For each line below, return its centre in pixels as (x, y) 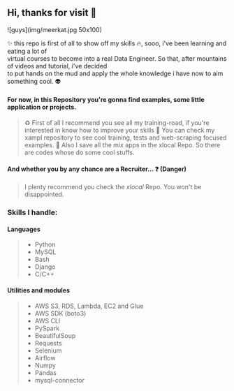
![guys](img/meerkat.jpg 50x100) (55, 29)
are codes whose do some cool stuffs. (79, 153)
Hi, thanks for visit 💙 (52, 13)
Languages (24, 229)
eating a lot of (27, 51)
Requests (48, 343)
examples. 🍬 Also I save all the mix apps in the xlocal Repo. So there (122, 145)
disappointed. (44, 194)
